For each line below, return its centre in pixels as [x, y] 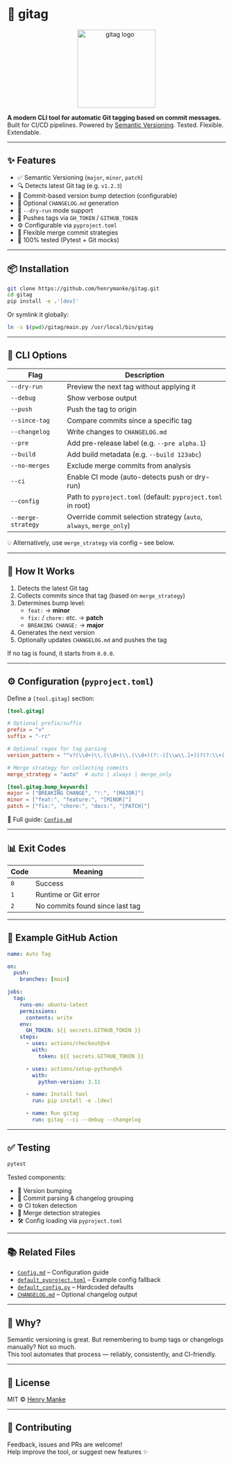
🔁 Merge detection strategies [59, 1212]
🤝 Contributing [40, 1428]
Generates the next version [56, 632]
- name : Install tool [57, 1094]
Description [145, 375]
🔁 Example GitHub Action [62, 938]
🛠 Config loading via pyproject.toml [70, 1220]
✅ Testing [29, 1148]
